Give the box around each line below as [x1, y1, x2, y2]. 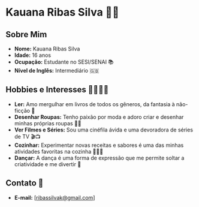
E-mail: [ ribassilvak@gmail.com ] [14, 194, 95, 201]
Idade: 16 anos [14, 52, 52, 59]
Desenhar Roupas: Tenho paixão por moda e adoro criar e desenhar [14, 113, 184, 121]
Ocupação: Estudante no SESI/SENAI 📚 [14, 58, 114, 65]
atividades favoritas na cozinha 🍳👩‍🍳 [14, 148, 103, 155]
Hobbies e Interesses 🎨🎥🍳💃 [5, 85, 109, 95]
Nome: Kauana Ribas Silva [14, 45, 80, 52]
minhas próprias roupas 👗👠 [14, 119, 82, 127]
